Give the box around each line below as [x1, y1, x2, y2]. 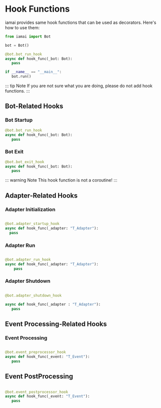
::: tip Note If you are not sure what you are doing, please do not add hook [5, 83, 153, 89]
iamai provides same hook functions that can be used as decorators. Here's [5, 19, 157, 25]
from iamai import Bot [5, 34, 51, 39]
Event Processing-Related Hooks [5, 320, 107, 328]
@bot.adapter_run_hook [5, 257, 51, 262]
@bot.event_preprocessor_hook [5, 350, 66, 355]
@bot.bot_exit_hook [5, 159, 45, 164]
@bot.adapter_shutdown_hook [5, 293, 62, 298]
